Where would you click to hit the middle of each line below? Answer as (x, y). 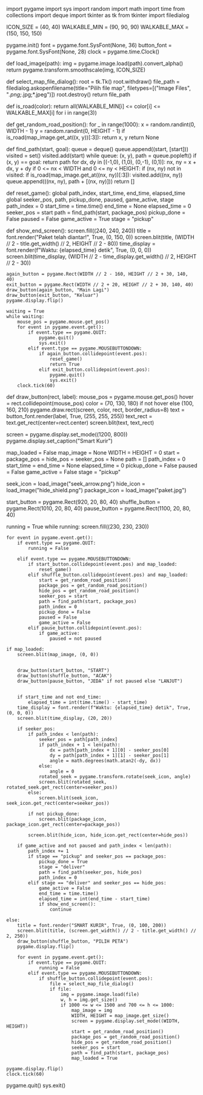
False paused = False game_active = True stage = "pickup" (80, 219)
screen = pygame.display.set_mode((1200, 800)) (67, 434)
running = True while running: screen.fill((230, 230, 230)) (78, 527)
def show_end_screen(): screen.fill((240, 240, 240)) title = (79, 231)
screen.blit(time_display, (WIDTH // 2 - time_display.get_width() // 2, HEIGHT (101, 256)
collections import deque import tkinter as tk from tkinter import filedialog (98, 15)
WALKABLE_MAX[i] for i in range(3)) (52, 113)
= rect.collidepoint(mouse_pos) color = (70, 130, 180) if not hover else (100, (100, 403)
